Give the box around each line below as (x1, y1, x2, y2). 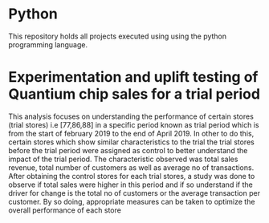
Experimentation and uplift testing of (8, 68, 259, 87)
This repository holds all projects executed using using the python (8, 31, 227, 41)
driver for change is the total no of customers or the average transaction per (8, 188, 261, 197)
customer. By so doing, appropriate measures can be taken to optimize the (8, 197, 255, 206)
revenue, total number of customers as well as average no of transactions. (8, 162, 255, 172)
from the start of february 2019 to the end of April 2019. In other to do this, (8, 128, 255, 138)
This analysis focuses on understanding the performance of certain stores (8, 111, 255, 121)
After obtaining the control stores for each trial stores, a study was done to (8, 171, 255, 180)
